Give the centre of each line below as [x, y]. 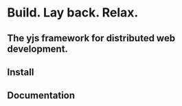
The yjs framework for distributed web [91, 38]
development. [38, 49]
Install [21, 72]
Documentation [41, 95]
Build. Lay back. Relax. [73, 13]
